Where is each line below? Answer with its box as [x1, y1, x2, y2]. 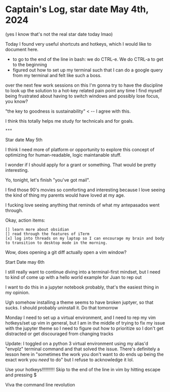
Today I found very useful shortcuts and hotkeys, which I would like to [5, 41, 152, 47]
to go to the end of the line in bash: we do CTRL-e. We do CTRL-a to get [12, 56, 163, 62]
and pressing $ [5, 372, 37, 378]
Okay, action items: [5, 217, 46, 223]
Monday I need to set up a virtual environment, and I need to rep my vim [5, 314, 156, 320]
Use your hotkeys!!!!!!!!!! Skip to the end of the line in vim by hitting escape [5, 366, 161, 372]
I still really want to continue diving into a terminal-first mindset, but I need [5, 269, 161, 275]
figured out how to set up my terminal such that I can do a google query [12, 67, 163, 73]
